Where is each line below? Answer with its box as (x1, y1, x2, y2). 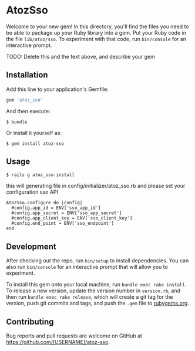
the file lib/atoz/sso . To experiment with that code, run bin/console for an (6, 35, 187, 42)
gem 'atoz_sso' (6, 97, 43, 103)
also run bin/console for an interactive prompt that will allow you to (6, 264, 169, 271)
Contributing (6, 316, 54, 326)
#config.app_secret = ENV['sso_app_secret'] (11, 210, 122, 216)
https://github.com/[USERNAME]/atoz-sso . (6, 339, 110, 346)
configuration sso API (6, 188, 59, 195)
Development (6, 241, 57, 251)
